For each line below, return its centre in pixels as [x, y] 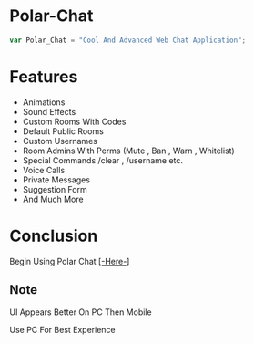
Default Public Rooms [63, 131]
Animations [44, 102]
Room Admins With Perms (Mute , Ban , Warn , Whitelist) [128, 151]
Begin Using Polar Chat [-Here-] [70, 261]
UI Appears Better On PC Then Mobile [81, 312]
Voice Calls [44, 170]
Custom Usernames [60, 141]
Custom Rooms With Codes [74, 121]
